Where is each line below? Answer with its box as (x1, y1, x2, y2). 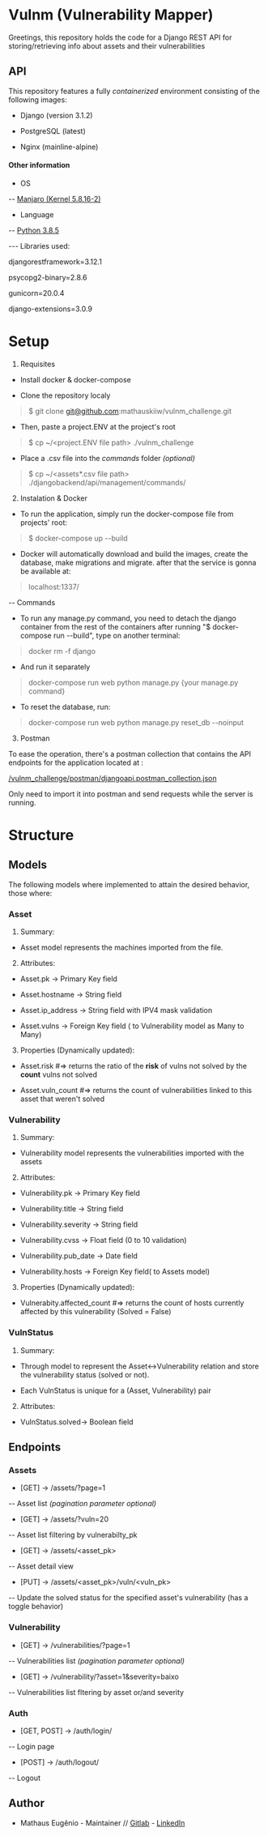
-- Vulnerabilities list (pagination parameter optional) (8, 1655, 185, 1666)
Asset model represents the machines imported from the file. (19, 942, 223, 953)
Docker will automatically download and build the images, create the (19, 549, 249, 558)
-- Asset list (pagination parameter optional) (8, 1499, 156, 1509)
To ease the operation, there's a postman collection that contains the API (8, 749, 251, 758)
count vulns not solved (19, 1070, 98, 1079)
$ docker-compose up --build (28, 533, 128, 543)
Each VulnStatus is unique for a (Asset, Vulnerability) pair (19, 1386, 212, 1395)
